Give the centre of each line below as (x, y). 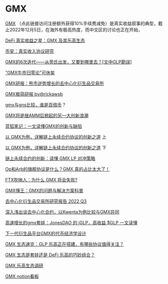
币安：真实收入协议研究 (30, 51)
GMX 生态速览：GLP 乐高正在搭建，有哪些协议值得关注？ (65, 244)
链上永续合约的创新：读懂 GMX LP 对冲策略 (50, 158)
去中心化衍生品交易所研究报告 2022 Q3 (46, 201)
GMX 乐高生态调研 (24, 265)
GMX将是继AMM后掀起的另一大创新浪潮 (47, 115)
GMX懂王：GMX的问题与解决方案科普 (44, 190)
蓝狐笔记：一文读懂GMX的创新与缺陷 (44, 126)
